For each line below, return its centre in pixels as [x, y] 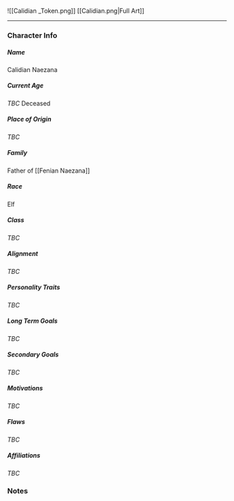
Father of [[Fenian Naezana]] [49, 170]
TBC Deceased [29, 103]
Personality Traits [34, 287]
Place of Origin [29, 119]
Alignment [23, 254]
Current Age [25, 86]
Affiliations [24, 456]
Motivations [25, 389]
